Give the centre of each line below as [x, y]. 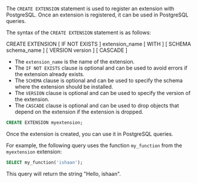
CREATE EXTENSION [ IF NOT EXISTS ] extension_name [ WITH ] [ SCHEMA [99, 44]
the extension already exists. [49, 74]
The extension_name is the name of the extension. [75, 62]
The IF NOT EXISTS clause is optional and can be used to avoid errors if [101, 68]
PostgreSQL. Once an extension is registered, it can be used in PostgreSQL [97, 15]
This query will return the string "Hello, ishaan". [63, 174]
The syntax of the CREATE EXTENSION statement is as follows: [79, 32]
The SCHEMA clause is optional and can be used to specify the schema [98, 80]
